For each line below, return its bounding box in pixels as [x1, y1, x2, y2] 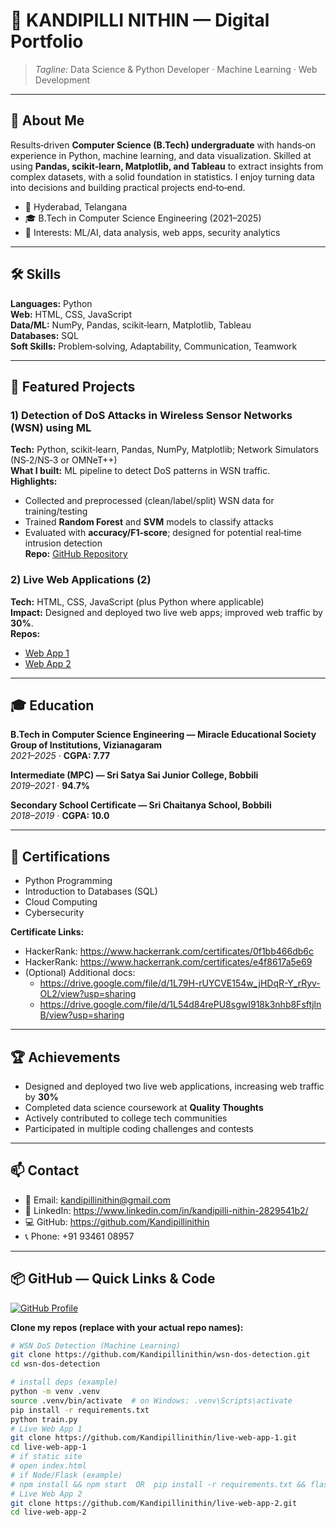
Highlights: [10, 475, 58, 488]
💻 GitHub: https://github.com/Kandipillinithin [24, 1215, 210, 1228]
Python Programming [24, 875, 113, 887]
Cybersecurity [24, 907, 85, 919]
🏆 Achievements [10, 1049, 121, 1066]
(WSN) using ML [10, 420, 92, 434]
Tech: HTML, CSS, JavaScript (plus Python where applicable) [10, 595, 265, 608]
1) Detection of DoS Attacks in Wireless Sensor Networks [10, 408, 293, 422]
